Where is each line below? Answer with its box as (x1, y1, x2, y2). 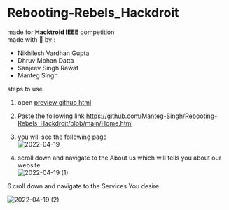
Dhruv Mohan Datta (17, 56, 74, 64)
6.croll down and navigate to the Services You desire (7, 181, 160, 190)
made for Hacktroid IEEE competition (7, 28, 115, 36)
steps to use (7, 84, 43, 93)
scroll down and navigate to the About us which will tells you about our (17, 153, 222, 162)
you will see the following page (17, 133, 107, 141)
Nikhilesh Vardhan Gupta (17, 49, 90, 57)
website (17, 160, 41, 169)
